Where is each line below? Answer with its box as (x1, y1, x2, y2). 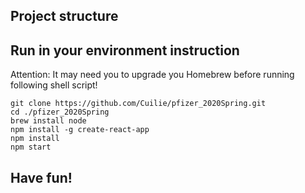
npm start (10, 142, 52, 153)
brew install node (10, 116, 87, 126)
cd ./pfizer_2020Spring (10, 107, 110, 118)
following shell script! (10, 79, 98, 91)
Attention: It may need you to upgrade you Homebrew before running (10, 69, 295, 81)
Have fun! (10, 169, 73, 186)
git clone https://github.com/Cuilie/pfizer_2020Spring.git (10, 99, 267, 109)
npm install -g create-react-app (10, 125, 150, 135)
